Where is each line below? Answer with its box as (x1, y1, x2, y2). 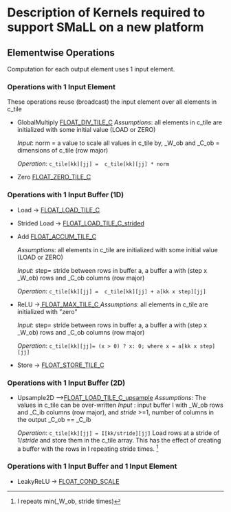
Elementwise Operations (7, 47, 115, 58)
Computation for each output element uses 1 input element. (7, 65, 175, 73)
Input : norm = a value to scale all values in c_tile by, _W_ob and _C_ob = (16, 139, 220, 147)
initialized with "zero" (16, 307, 78, 315)
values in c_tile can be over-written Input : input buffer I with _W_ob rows (16, 401, 223, 409)
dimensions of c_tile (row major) (16, 146, 109, 155)
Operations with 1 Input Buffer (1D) (7, 190, 124, 200)
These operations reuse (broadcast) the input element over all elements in (7, 98, 217, 106)
